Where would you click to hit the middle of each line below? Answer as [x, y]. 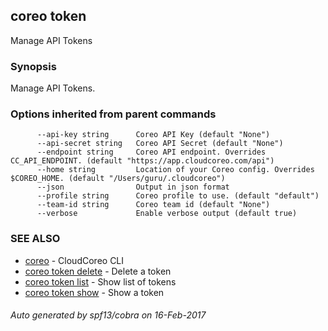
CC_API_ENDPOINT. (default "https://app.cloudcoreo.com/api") [142, 161]
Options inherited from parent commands [113, 114]
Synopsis [33, 66]
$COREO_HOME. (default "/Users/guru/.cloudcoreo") [118, 179]
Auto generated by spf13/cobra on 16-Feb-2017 [108, 315]
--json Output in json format [133, 187]
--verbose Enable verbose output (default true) [167, 214]
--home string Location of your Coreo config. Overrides [175, 170]
